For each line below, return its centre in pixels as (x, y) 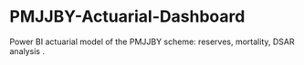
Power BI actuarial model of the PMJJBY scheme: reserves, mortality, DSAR (152, 42)
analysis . (27, 51)
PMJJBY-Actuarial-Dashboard (127, 17)
